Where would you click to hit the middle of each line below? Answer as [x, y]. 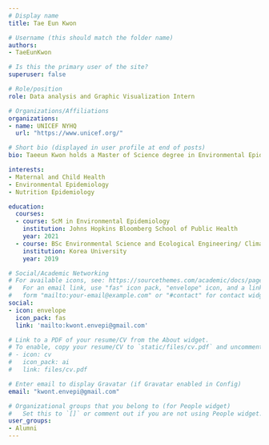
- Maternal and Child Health [57, 177]
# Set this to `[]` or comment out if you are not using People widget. [136, 414]
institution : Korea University [75, 251]
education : [26, 206]
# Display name [34, 16]
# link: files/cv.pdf [48, 370]
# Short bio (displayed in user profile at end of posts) [107, 148]
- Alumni [23, 429]
